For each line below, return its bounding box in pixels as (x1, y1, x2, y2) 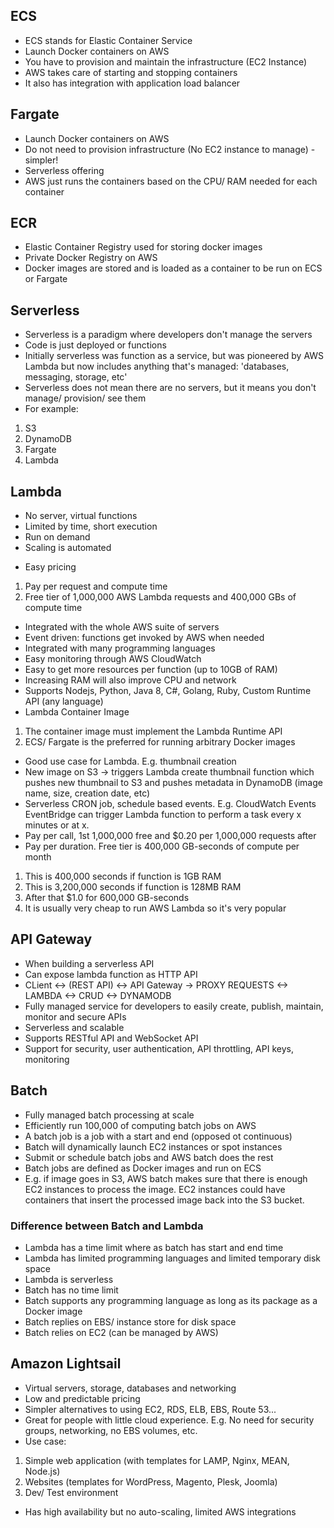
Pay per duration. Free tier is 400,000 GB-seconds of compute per (24, 840, 300, 853)
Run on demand (24, 531, 91, 543)
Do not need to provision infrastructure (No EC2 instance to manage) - (24, 143, 316, 155)
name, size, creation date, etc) (24, 787, 151, 799)
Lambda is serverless (24, 1273, 114, 1285)
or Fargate (24, 273, 68, 285)
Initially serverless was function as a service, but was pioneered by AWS (24, 350, 325, 362)
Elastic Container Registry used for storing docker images (24, 241, 263, 253)
